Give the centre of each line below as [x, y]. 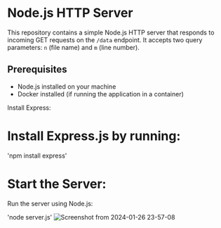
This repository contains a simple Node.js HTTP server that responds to [111, 32]
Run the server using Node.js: [50, 203]
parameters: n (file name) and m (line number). [74, 47]
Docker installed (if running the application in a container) [101, 94]
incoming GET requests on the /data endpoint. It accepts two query [105, 39]
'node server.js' [30, 217]
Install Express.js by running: [94, 136]
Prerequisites [37, 69]
